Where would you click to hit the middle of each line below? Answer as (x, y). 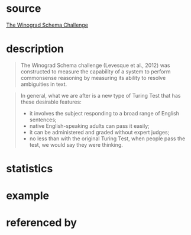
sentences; (43, 120)
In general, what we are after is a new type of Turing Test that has (101, 95)
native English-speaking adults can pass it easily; (89, 125)
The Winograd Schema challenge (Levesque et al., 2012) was (95, 65)
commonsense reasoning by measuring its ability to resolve (93, 78)
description (35, 49)
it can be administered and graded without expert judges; (99, 132)
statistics (30, 169)
